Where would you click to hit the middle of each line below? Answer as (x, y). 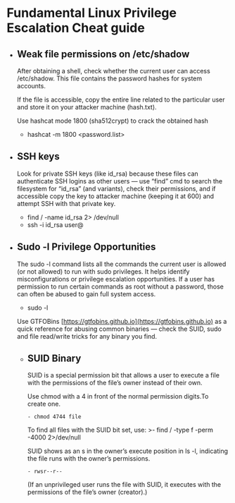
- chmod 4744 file (54, 417)
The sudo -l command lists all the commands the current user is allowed (121, 264)
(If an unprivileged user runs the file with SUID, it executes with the (124, 485)
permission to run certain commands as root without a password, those (120, 286)
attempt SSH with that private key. (66, 203)
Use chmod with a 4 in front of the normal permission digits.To (118, 396)
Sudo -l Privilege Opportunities (86, 247)
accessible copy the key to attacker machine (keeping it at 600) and (115, 196)
